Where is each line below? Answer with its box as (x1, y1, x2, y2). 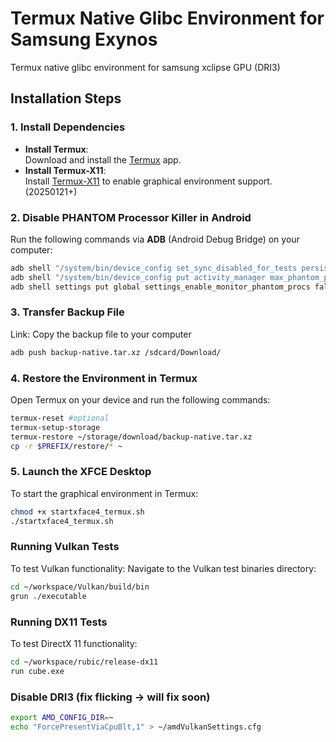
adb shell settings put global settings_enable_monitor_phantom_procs (10, 282, 311, 292)
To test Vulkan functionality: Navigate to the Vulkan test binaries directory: (10, 562, 317, 574)
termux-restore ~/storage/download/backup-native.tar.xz (10, 432, 253, 442)
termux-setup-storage (10, 422, 101, 432)
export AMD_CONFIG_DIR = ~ (10, 712, 114, 722)
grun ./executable (10, 591, 87, 601)
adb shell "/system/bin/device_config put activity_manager (10, 272, 267, 282)
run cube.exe (10, 666, 65, 676)
